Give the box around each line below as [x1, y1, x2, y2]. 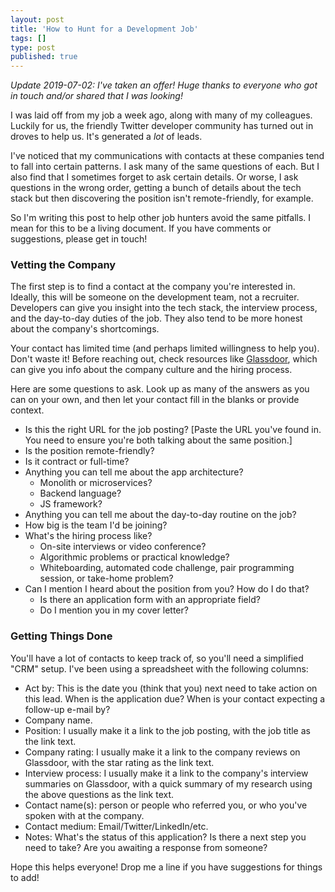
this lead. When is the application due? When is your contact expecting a [24, 692, 326, 705]
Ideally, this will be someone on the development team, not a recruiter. [10, 291, 300, 303]
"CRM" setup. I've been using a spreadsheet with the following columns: [10, 662, 309, 675]
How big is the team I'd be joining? [24, 519, 168, 531]
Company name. [24, 714, 93, 726]
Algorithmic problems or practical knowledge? [39, 551, 230, 563]
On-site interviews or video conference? [39, 541, 207, 553]
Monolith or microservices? [39, 477, 153, 489]
